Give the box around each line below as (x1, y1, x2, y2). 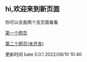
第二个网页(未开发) (5, 40, 44, 46)
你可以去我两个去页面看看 (5, 19, 58, 25)
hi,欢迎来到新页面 (5, 5, 60, 14)
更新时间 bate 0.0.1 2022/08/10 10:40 (5, 51, 82, 57)
